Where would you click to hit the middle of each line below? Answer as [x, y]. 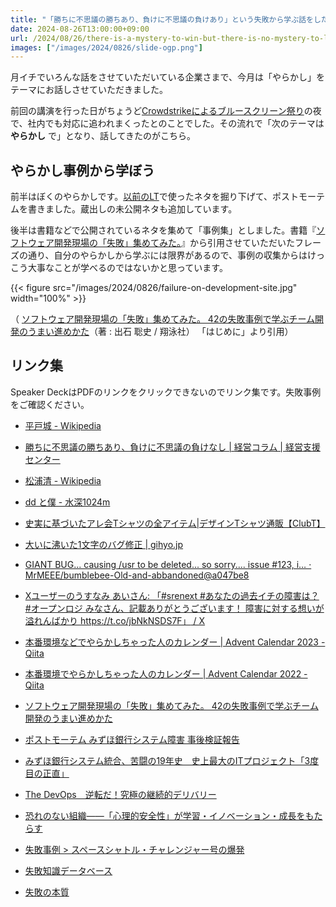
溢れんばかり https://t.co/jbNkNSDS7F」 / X [115, 620]
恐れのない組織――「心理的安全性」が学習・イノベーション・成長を [165, 815]
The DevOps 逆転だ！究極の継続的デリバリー [120, 794]
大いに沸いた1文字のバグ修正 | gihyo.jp [104, 544]
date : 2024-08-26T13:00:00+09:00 [80, 29]
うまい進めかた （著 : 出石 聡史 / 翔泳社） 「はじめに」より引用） [160, 332]
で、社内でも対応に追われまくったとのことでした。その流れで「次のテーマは [167, 123]
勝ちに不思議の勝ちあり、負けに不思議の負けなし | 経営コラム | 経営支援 [172, 447]
